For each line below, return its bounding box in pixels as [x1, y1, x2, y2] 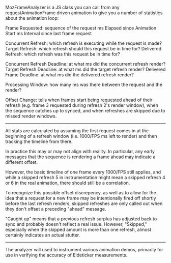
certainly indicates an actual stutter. [5, 232, 80, 238]
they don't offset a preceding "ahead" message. [5, 206, 106, 212]
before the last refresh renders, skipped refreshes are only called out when [5, 200, 163, 207]
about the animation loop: [5, 15, 59, 21]
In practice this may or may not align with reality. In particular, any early [5, 149, 155, 154]
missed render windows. [5, 113, 57, 119]
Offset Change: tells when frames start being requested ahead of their [5, 97, 153, 103]
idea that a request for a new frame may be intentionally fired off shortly [5, 195, 156, 201]
